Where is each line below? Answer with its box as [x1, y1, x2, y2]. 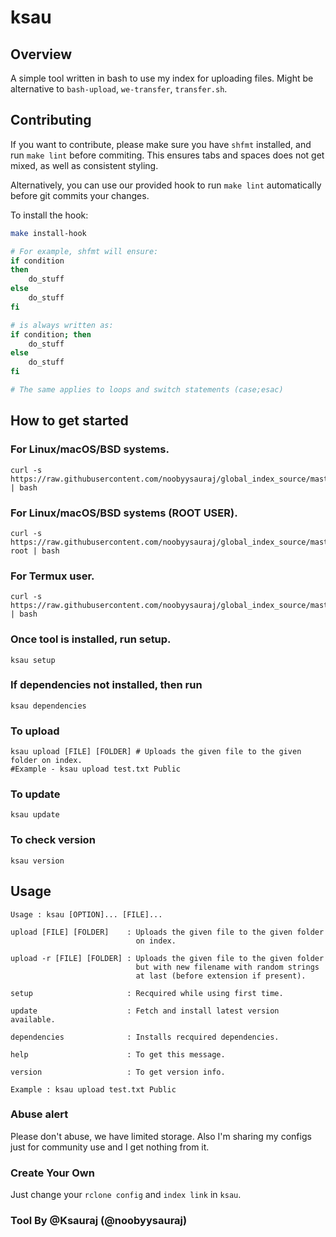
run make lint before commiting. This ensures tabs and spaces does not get [10, 149, 325, 161]
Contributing [10, 112, 92, 129]
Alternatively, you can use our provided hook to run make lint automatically [10, 179, 322, 191]
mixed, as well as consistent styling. [10, 159, 159, 171]
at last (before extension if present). [135, 971, 307, 981]
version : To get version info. [10, 1067, 226, 1077]
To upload [10, 724, 60, 738]
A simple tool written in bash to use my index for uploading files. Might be [10, 72, 314, 84]
